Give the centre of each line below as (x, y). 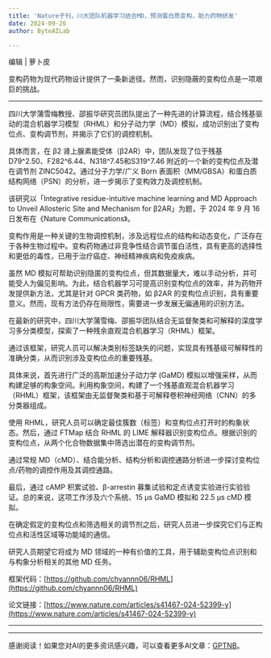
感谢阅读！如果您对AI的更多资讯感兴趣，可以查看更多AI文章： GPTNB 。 (126, 646)
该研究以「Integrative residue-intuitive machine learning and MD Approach (133, 199)
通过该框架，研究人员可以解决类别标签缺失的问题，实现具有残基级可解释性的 (135, 348)
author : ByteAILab (39, 31)
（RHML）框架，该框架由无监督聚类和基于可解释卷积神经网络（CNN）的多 (132, 396)
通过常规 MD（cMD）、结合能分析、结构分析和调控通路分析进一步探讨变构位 (134, 460)
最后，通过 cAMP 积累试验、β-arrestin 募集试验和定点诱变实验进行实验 (126, 487)
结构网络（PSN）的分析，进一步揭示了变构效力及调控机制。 (108, 182)
